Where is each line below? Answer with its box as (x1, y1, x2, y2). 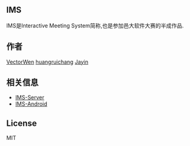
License (6, 118, 37, 128)
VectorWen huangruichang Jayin (6, 58, 89, 65)
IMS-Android (15, 100, 47, 108)
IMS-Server (15, 94, 44, 101)
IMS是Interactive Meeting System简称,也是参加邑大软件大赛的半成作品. (6, 21, 184, 29)
